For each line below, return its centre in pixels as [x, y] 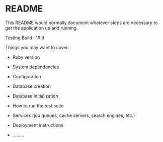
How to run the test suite [38, 105]
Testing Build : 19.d [25, 38]
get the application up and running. [42, 28]
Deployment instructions [38, 125]
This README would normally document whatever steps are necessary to [81, 23]
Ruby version [26, 57]
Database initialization [35, 96]
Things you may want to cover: [37, 47]
